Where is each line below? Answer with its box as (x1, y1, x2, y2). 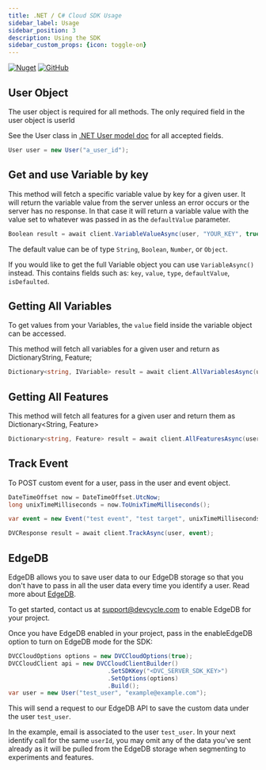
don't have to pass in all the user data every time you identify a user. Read (8, 581, 250, 590)
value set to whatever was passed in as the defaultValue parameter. (8, 214, 231, 224)
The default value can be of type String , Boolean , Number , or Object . (8, 244, 228, 254)
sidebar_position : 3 (8, 26, 77, 34)
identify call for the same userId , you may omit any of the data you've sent (8, 736, 252, 745)
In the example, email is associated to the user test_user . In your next (8, 727, 236, 737)
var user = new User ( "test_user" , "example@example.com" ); (8, 689, 207, 697)
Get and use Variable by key (8, 168, 149, 182)
